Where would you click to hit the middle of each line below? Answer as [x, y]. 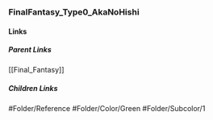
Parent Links [30, 50]
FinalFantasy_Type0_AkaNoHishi [74, 12]
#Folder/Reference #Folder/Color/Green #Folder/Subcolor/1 [107, 109]
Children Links [33, 89]
